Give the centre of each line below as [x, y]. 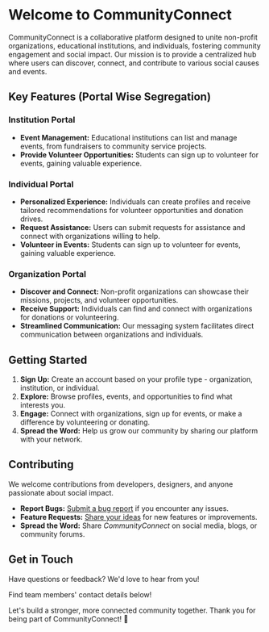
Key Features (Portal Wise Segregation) [110, 97]
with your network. [51, 439]
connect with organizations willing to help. [90, 236]
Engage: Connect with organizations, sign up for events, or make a [131, 414]
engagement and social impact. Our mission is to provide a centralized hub [132, 54]
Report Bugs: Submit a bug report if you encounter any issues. [124, 508]
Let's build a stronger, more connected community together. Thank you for [132, 610]
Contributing [41, 465]
